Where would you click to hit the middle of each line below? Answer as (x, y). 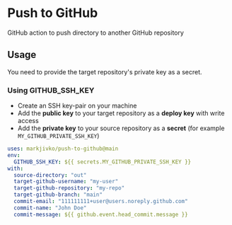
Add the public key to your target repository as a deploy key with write (121, 113)
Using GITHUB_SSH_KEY (51, 90)
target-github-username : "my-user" (66, 182)
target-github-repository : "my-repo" (69, 188)
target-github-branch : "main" (58, 195)
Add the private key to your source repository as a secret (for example (121, 128)
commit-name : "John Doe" (50, 208)
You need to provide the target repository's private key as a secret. (105, 71)
